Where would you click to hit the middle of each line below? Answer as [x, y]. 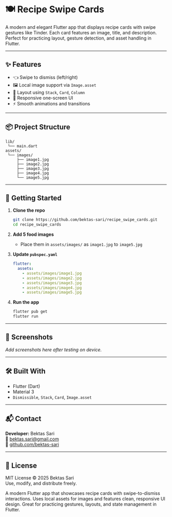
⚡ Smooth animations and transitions [51, 103]
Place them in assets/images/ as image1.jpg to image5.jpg [81, 245]
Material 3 [23, 392]
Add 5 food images [33, 234]
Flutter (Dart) [26, 386]
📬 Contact [23, 419]
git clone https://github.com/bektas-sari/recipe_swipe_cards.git [85, 220]
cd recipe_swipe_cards [37, 225]
